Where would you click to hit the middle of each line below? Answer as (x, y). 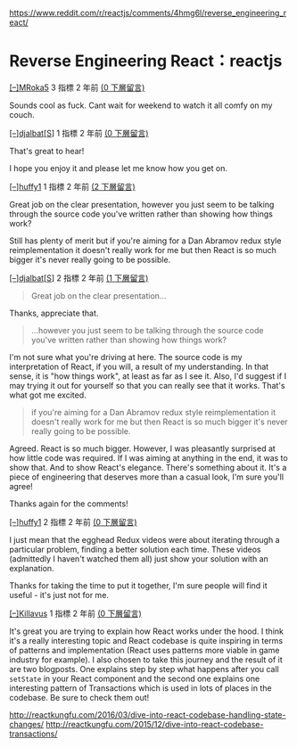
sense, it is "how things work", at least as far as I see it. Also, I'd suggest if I (148, 376)
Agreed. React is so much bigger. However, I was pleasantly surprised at (143, 448)
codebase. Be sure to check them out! (79, 697)
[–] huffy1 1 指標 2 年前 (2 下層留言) (72, 186)
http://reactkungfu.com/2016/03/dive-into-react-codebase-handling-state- (148, 714)
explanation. (32, 568)
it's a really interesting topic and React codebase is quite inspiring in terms (146, 640)
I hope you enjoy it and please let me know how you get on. (119, 168)
